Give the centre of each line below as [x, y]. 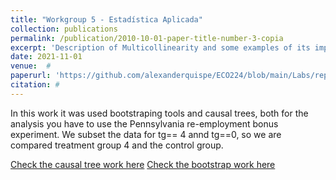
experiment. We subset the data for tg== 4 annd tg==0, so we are [146, 134]
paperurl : [31, 76]
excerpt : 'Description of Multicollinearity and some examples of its [160, 47]
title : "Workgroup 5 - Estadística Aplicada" [106, 19]
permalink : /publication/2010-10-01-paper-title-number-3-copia [147, 38]
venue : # [31, 66]
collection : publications [64, 29]
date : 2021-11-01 [46, 57]
